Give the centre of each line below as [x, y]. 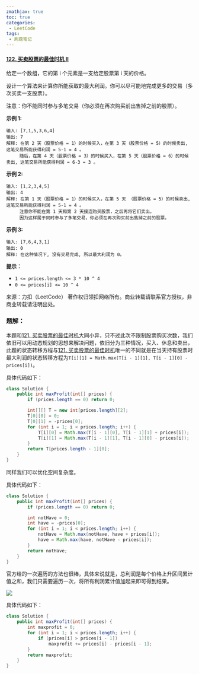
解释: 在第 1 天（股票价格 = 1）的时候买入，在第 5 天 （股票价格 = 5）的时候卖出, [98, 199]
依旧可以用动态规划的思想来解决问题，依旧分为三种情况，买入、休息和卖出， [99, 342]
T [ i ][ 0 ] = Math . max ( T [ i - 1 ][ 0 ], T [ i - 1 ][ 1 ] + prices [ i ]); [113, 433]
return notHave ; [47, 551]
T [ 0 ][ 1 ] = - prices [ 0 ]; [55, 421]
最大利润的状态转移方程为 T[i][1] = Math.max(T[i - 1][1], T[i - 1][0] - [97, 357]
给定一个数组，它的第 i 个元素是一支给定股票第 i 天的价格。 [78, 73]
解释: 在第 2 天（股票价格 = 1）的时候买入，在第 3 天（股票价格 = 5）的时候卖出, [97, 144]
